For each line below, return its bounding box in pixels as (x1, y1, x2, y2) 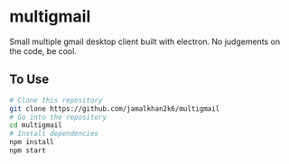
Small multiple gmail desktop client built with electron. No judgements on (9, 36, 281, 47)
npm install (9, 138, 54, 147)
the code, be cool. (9, 45, 77, 56)
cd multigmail (9, 121, 63, 130)
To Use (9, 72, 50, 87)
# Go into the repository (9, 113, 107, 122)
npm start (9, 146, 47, 155)
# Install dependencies (9, 129, 99, 139)
